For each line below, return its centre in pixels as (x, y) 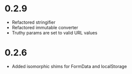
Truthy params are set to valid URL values (55, 33)
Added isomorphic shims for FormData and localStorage (69, 66)
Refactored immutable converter (45, 27)
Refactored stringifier (33, 22)
